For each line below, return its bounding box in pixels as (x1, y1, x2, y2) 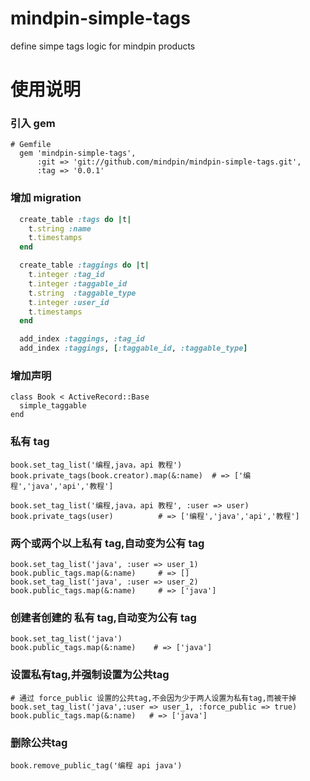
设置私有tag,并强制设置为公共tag (10, 668, 170, 682)
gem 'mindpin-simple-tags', (19, 148, 137, 159)
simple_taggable (19, 401, 87, 411)
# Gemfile (10, 140, 52, 150)
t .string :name (28, 223, 92, 234)
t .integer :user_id (28, 297, 110, 307)
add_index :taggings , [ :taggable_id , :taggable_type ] (19, 343, 248, 354)
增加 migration (10, 191, 82, 205)
